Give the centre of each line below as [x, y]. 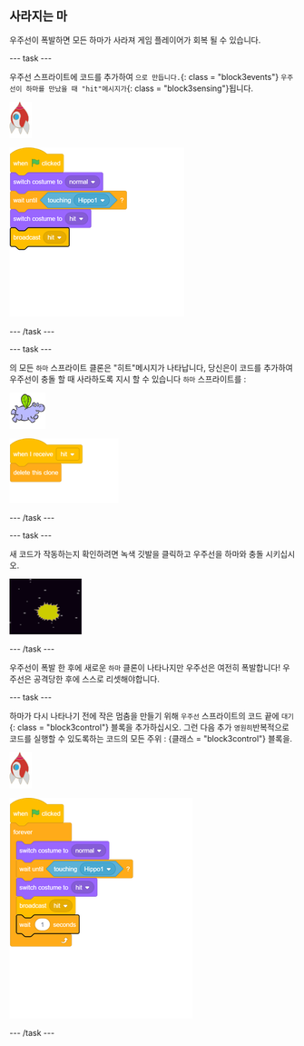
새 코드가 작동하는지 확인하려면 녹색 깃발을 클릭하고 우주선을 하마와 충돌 [137, 553]
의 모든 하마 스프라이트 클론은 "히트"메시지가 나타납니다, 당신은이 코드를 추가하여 [151, 367]
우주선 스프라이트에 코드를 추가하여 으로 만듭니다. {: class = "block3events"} [144, 76]
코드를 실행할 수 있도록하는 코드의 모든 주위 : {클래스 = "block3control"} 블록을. [151, 738]
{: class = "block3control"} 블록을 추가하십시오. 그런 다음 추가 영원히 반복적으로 [149, 727]
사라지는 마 [39, 16]
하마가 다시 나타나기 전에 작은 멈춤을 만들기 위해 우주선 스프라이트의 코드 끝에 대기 [152, 715]
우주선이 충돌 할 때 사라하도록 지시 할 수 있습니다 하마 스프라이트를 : [128, 379]
